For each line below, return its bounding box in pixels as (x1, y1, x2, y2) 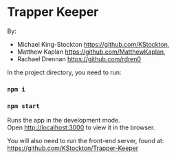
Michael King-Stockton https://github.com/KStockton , (16, 40, 170, 48)
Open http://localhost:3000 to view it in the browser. (7, 123, 155, 131)
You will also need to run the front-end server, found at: (7, 137, 164, 145)
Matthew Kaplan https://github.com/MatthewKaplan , (16, 47, 166, 56)
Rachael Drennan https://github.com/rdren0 (16, 54, 142, 63)
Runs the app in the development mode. (7, 116, 120, 125)
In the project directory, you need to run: (7, 68, 122, 76)
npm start (7, 102, 40, 110)
